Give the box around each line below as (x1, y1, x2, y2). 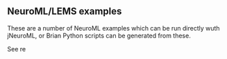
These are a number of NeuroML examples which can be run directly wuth (7, 24, 220, 32)
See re (7, 44, 26, 53)
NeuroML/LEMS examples (7, 6, 122, 17)
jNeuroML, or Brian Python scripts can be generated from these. (7, 31, 191, 40)
